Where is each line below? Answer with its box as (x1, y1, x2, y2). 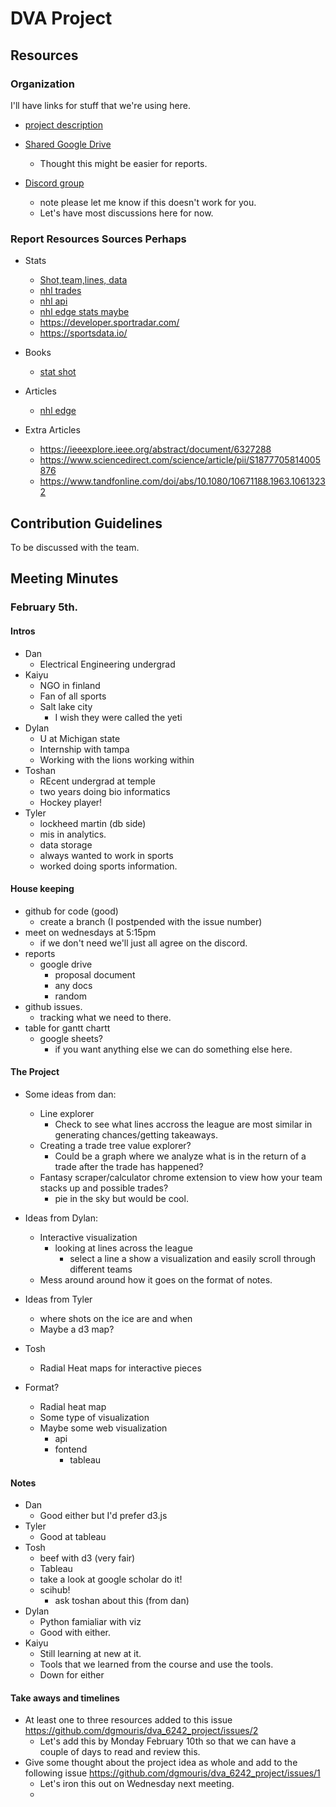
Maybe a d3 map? (39, 1323, 115, 1335)
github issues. (24, 1000, 83, 1012)
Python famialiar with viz (39, 1616, 142, 1628)
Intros (10, 625, 36, 637)
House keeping (10, 883, 75, 895)
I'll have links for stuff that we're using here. (10, 99, 192, 111)
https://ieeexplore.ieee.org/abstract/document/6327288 (39, 443, 272, 456)
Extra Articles (24, 424, 81, 436)
